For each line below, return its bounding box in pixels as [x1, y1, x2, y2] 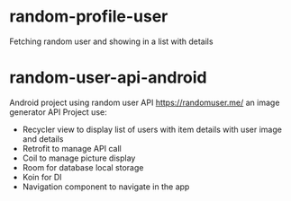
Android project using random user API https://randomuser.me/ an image [9, 97, 280, 108]
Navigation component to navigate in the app [22, 181, 190, 192]
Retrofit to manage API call [22, 143, 122, 153]
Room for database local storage [22, 162, 144, 172]
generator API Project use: [9, 106, 107, 118]
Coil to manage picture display [22, 153, 136, 163]
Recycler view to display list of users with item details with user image [22, 124, 282, 135]
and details [22, 133, 64, 144]
